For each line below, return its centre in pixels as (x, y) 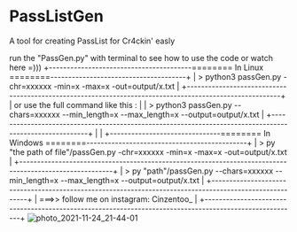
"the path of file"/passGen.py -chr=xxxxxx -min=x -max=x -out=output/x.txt (148, 151)
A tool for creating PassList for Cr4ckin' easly (92, 41)
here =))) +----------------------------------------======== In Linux (137, 67)
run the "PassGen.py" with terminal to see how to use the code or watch (141, 58)
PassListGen (56, 16)
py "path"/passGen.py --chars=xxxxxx (203, 171)
